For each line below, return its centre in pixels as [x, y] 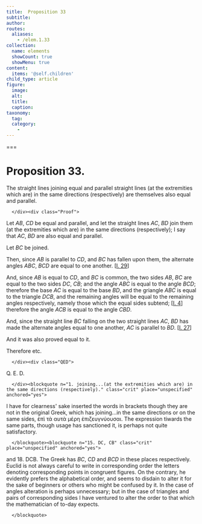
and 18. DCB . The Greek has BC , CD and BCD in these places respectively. [99, 459]
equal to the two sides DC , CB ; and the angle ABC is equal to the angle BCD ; [101, 284]
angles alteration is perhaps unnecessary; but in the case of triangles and [98, 491]
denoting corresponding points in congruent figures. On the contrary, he [96, 472]
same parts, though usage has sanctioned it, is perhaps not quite [87, 425]
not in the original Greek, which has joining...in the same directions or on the [101, 412]
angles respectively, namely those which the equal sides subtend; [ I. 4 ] [95, 303]
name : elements [31, 51]
